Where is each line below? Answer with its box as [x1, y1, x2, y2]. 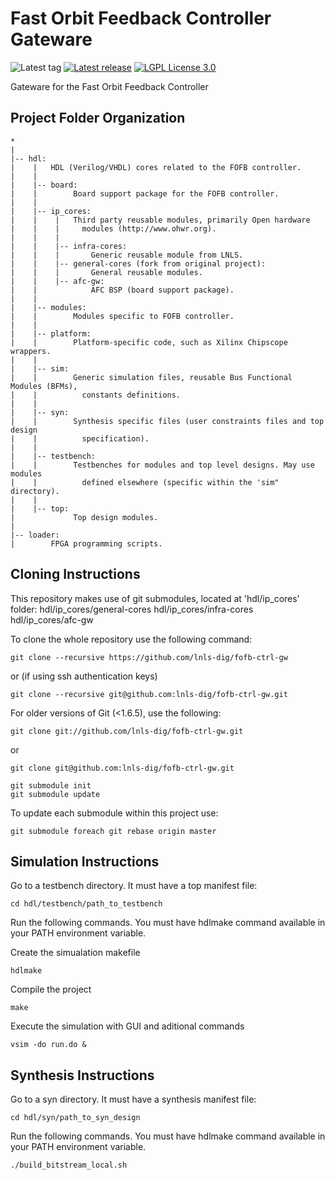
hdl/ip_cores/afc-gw [10, 613, 94, 626]
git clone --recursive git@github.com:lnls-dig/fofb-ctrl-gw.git [10, 689, 288, 699]
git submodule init [10, 780, 92, 791]
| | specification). [10, 433, 150, 444]
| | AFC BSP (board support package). [10, 285, 235, 295]
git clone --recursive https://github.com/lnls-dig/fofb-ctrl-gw [10, 652, 288, 662]
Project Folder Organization [10, 110, 186, 127]
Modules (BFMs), [10, 381, 78, 391]
